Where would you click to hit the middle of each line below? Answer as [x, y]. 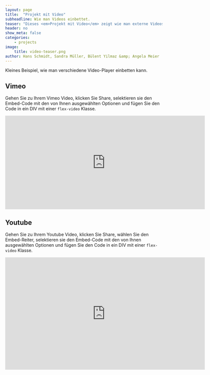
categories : [17, 38]
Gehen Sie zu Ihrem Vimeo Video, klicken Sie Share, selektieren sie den [79, 98]
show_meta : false [23, 33]
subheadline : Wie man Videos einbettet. [48, 19]
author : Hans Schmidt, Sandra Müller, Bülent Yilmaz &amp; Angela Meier [82, 56]
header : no [16, 28]
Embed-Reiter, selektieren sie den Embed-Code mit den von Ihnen [73, 240]
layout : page [19, 10]
